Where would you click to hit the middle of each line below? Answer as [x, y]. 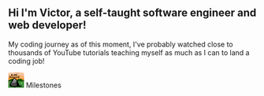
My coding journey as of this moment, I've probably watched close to [121, 44]
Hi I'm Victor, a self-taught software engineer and [132, 13]
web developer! [47, 26]
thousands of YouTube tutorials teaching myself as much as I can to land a [129, 52]
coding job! [26, 61]
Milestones [43, 85]
